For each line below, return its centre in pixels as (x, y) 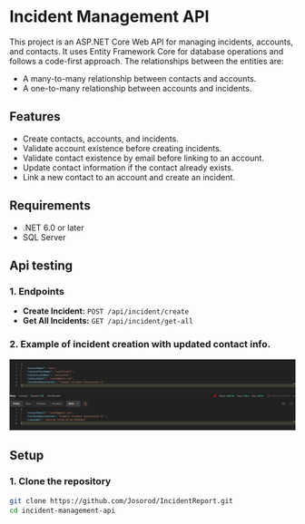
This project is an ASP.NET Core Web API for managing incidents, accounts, (151, 42)
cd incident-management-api (63, 511)
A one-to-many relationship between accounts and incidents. (137, 88)
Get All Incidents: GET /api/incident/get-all (108, 321)
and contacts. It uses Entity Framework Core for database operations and (147, 51)
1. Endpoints (37, 291)
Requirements (50, 206)
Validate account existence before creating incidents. (122, 148)
